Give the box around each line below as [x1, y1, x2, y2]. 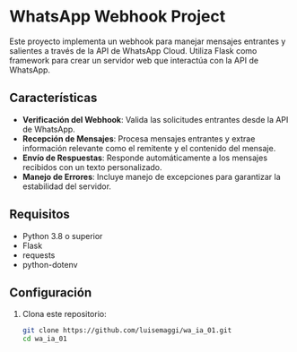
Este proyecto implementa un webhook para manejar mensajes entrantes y [9, 36, 286, 47]
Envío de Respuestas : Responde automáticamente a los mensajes [22, 152, 267, 163]
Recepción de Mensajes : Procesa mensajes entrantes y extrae [22, 133, 256, 144]
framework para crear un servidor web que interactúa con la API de [9, 55, 258, 65]
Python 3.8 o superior [22, 230, 103, 241]
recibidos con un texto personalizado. [22, 161, 163, 172]
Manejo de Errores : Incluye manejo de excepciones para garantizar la [22, 171, 281, 182]
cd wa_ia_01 [22, 334, 67, 344]
